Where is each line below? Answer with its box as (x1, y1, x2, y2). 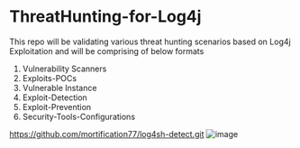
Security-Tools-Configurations (22, 111, 136, 122)
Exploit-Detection (22, 92, 87, 103)
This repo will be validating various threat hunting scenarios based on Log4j (9, 36, 291, 47)
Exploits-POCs (22, 72, 77, 83)
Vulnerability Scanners (22, 63, 107, 74)
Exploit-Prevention (22, 101, 92, 112)
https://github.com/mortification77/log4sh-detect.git (9, 128, 205, 139)
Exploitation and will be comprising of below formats (9, 45, 205, 56)
